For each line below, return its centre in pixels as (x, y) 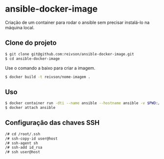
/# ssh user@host (23, 152)
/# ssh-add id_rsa (24, 148)
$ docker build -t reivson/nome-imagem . (48, 77)
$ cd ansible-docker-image (32, 59)
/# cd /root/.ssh (23, 134)
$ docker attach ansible (30, 108)
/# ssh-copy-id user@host (31, 139)
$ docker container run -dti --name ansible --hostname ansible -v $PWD (81, 103)
